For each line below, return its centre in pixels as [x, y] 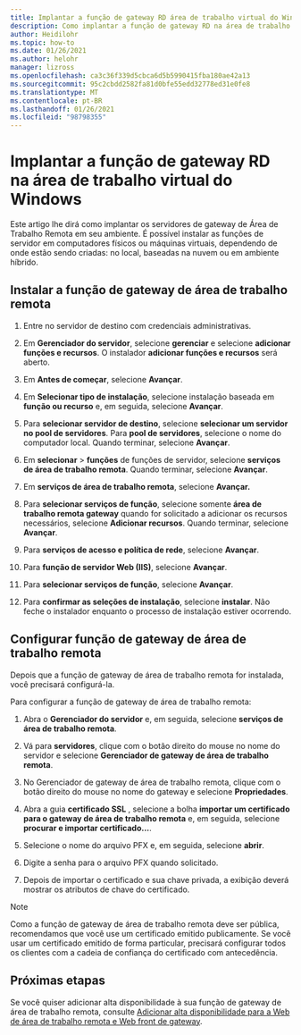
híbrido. [25, 262]
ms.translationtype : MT [54, 92]
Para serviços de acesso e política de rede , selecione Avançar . [141, 550]
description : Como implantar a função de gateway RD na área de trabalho [150, 26]
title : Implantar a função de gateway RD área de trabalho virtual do [144, 17]
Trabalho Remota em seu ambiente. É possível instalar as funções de [137, 234]
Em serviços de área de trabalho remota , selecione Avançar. [137, 486]
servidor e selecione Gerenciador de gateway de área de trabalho [146, 755]
